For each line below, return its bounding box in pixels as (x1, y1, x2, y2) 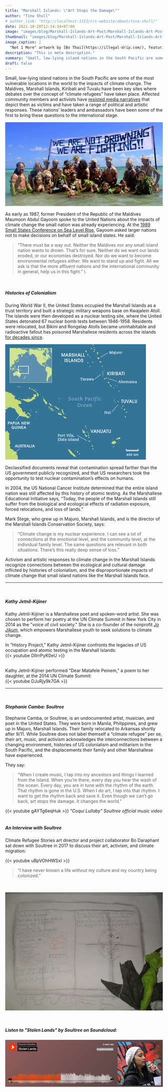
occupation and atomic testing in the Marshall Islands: (5, 647, 116, 653)
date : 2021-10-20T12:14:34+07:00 (5, 24, 75, 29)
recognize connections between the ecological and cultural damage (5, 562, 145, 568)
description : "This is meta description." (5, 50, 95, 55)
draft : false (5, 61, 32, 66)
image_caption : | (5, 40, 41, 45)
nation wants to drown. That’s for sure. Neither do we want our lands (17, 247, 159, 253)
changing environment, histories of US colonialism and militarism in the (5, 742, 151, 748)
